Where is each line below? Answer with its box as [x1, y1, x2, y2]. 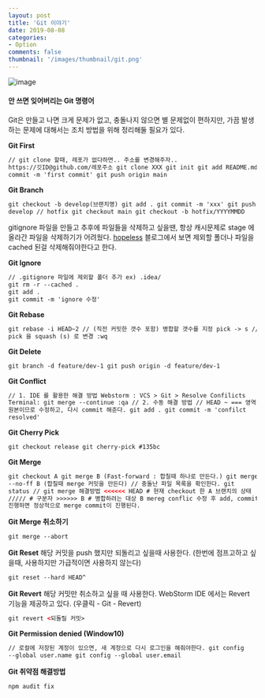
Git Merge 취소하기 [8, 517, 69, 527]
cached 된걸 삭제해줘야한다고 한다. [8, 242, 117, 252]
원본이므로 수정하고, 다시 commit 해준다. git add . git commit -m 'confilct [8, 406, 247, 414]
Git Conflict [8, 376, 47, 386]
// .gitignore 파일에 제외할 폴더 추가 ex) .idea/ [8, 274, 162, 282]
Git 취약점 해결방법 [8, 666, 66, 676]
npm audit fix [8, 682, 55, 690]
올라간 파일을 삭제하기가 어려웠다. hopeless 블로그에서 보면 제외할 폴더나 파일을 [8, 233, 255, 242]
